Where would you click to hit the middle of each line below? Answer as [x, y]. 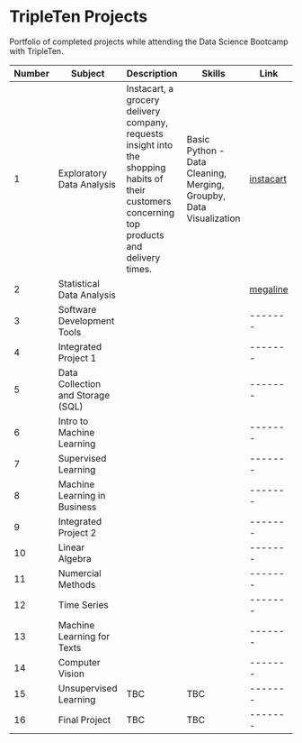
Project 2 [77, 532]
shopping [146, 167]
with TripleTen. [37, 50]
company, [147, 122]
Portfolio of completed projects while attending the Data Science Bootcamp [149, 41]
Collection [80, 383]
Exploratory [83, 173]
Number [31, 73]
